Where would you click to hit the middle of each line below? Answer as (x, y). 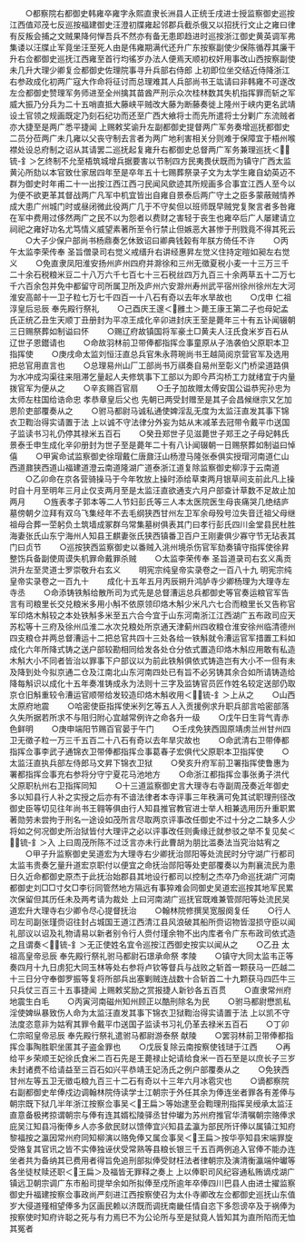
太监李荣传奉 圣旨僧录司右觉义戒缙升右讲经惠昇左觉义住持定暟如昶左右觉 (153, 252)
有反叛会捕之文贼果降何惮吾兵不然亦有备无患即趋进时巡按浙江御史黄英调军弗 (152, 36)
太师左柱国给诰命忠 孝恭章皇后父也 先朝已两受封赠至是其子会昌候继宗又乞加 (151, 399)
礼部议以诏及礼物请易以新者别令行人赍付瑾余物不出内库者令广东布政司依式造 (152, 933)
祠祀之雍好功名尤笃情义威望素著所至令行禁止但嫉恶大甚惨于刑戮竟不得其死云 (152, 229)
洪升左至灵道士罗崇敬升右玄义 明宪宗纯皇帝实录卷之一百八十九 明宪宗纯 (151, 570)
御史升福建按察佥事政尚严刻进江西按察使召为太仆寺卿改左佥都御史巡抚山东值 (152, 1194)
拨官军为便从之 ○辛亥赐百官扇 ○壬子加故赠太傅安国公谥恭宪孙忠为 (150, 388)
